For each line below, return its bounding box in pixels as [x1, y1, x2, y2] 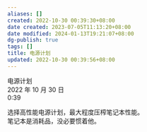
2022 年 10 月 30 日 [7, 85, 65, 94]
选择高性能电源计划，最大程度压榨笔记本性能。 [7, 107, 143, 116]
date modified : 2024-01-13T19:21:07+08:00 [7, 30, 134, 37]
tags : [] [7, 43, 33, 50]
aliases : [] [7, 10, 42, 18]
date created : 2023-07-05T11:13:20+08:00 [7, 23, 131, 30]
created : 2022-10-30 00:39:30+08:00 [7, 17, 115, 24]
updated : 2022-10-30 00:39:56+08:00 [7, 56, 115, 64]
